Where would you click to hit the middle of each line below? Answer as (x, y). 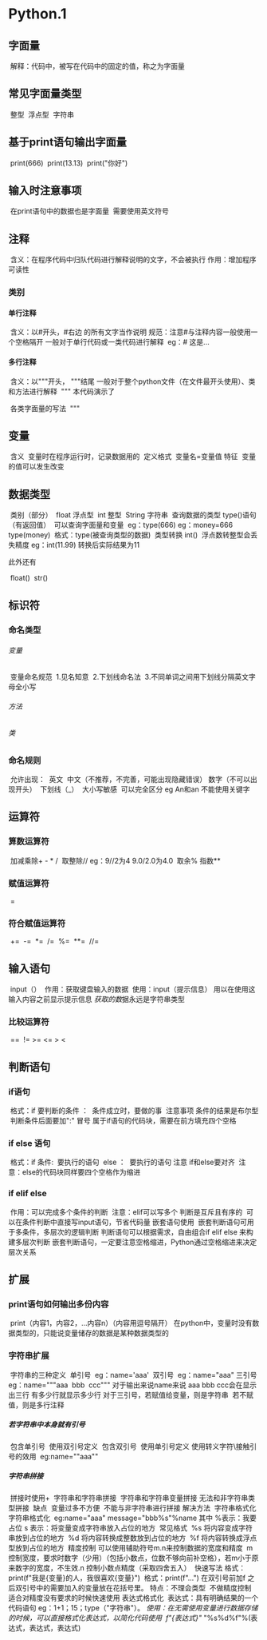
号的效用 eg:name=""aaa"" (53, 1456)
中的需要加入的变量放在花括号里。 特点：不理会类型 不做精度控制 (143, 1587)
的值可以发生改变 (36, 467)
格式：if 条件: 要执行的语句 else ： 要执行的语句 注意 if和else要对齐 (122, 1162)
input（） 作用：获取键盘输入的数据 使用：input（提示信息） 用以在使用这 (133, 989)
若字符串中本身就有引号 (47, 1425)
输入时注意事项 (45, 191)
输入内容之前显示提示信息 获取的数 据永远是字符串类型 (96, 999)
